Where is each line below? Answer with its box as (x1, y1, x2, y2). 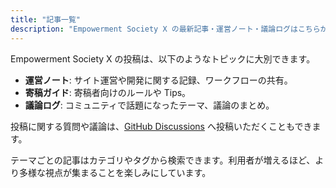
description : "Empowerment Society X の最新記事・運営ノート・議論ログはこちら (10, 24, 321, 34)
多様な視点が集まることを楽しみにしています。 (18, 166, 212, 178)
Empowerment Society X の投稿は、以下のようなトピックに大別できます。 (10, 52, 316, 65)
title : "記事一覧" (10, 14, 82, 25)
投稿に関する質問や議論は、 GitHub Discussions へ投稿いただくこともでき (10, 120, 313, 132)
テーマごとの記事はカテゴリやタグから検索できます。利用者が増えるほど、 (10, 154, 316, 166)
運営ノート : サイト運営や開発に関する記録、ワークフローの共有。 (24, 74, 293, 86)
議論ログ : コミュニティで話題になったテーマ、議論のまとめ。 (24, 99, 275, 111)
